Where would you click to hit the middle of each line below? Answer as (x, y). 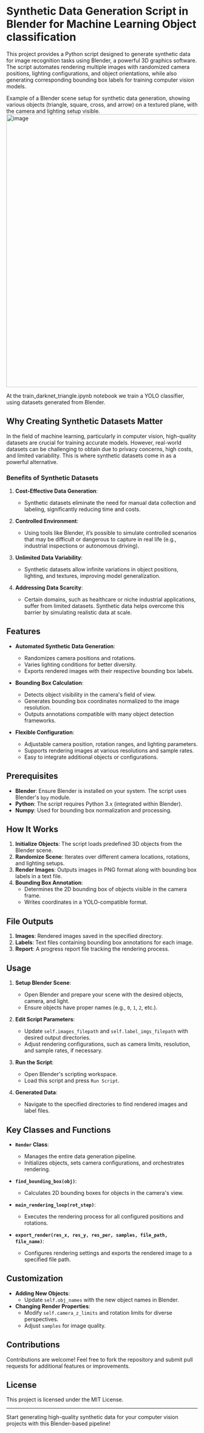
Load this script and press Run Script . (72, 1081)
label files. (37, 1111)
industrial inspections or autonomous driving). (82, 546)
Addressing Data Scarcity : (49, 588)
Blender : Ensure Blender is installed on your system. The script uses (101, 790)
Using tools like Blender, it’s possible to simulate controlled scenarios (110, 533)
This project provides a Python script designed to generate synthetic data (98, 54)
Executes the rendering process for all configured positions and (104, 1216)
